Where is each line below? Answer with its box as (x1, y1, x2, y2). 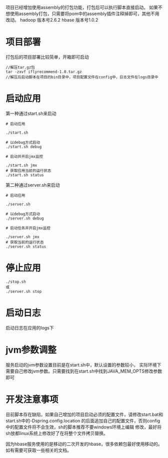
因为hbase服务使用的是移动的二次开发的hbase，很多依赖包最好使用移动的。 (5, 441, 162, 447)
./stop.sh (5, 279, 26, 284)
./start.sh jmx (5, 163, 37, 168)
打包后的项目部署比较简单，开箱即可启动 (5, 54, 89, 60)
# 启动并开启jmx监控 (5, 154, 43, 159)
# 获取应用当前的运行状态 (5, 168, 51, 173)
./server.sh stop (5, 289, 42, 294)
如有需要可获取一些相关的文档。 (5, 447, 71, 453)
